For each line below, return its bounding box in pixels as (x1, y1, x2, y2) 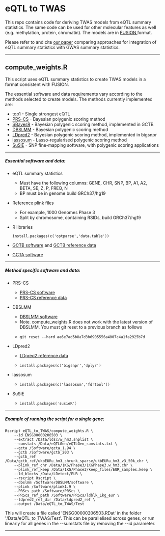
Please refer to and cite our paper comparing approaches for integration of (5, 39, 157, 45)
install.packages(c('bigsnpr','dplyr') (19, 363, 102, 368)
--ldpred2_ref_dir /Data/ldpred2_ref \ (14, 497, 96, 502)
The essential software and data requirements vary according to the (5, 91, 143, 97)
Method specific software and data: (5, 268, 81, 273)
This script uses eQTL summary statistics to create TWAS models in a (5, 76, 146, 82)
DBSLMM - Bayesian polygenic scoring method (12, 126, 108, 133)
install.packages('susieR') (19, 401, 77, 406)
